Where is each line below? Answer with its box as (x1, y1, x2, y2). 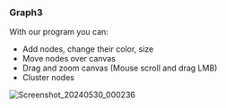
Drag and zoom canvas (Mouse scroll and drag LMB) (22, 62, 218, 73)
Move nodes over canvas (22, 54, 117, 64)
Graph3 (9, 6, 43, 19)
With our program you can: (9, 27, 109, 37)
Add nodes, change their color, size (22, 44, 154, 54)
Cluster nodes (22, 72, 74, 83)
